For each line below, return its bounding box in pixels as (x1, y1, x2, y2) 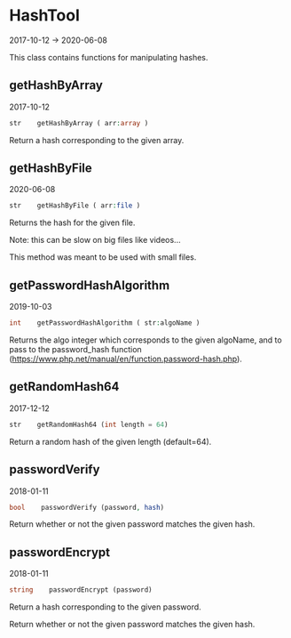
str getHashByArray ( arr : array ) (9, 118, 149, 127)
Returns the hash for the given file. (9, 217, 136, 228)
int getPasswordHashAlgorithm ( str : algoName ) (9, 319, 201, 327)
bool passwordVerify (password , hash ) (9, 503, 165, 512)
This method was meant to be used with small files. (9, 252, 197, 262)
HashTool (9, 5, 80, 26)
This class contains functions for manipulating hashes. (9, 52, 208, 62)
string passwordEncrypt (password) (9, 586, 153, 594)
